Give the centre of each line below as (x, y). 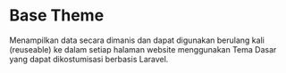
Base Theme (57, 16)
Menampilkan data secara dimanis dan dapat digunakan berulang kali (137, 40)
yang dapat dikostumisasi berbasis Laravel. (89, 59)
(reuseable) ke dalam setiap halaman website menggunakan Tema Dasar (143, 49)
